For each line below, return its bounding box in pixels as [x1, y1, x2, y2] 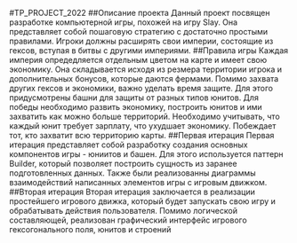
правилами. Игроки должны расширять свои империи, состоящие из [9, 35, 274, 46]
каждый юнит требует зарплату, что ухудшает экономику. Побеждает [9, 121, 277, 131]
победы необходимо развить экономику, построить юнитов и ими [9, 102, 262, 112]
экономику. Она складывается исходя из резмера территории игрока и [9, 64, 283, 74]
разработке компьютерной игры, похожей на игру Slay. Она [9, 17, 238, 27]
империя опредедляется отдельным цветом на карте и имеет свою [9, 55, 268, 65]
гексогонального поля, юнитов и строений [9, 224, 172, 234]
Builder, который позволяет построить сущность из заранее [9, 159, 237, 169]
